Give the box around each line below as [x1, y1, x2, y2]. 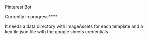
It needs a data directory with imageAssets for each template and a [5, 23, 143, 29]
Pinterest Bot [5, 4, 32, 10]
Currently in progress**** [5, 14, 58, 19]
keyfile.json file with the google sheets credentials [5, 29, 108, 34]
